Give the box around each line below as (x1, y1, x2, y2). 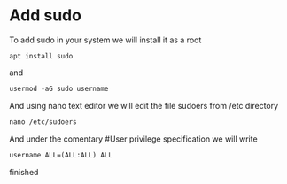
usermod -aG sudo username (9, 84, 109, 93)
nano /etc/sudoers (9, 117, 77, 126)
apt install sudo (9, 51, 74, 60)
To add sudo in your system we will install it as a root (9, 34, 202, 45)
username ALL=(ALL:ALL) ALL (9, 150, 113, 159)
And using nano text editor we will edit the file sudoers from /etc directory (9, 100, 279, 111)
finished (9, 166, 39, 177)
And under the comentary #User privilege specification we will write (9, 134, 259, 144)
